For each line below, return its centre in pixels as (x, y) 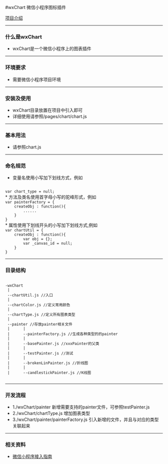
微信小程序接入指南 (32, 456)
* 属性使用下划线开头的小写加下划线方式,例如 (51, 225)
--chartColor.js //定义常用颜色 (39, 305)
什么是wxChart (24, 36)
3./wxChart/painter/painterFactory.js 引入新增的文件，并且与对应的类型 (85, 419)
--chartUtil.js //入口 (30, 295)
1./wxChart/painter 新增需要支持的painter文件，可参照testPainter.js (81, 407)
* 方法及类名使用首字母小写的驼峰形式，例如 (51, 197)
